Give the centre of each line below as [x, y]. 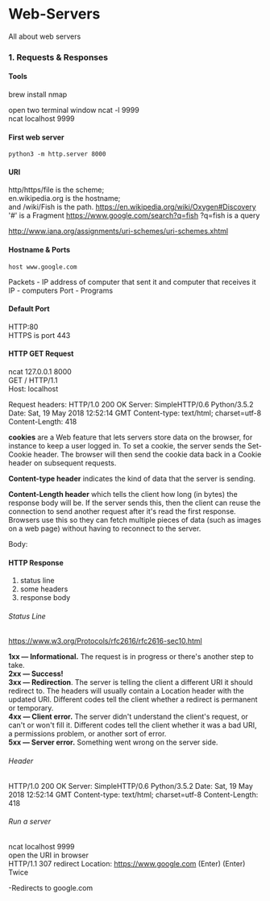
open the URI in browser [49, 855]
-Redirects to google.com [51, 887]
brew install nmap [38, 94]
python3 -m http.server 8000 [57, 154]
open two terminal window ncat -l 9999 [74, 111]
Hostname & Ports [39, 250]
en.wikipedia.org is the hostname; [64, 198]
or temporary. [31, 708]
